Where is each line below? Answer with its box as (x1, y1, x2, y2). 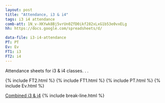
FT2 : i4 (5, 54, 22, 59)
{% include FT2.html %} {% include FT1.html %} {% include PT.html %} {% (5, 77, 161, 83)
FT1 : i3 (5, 49, 22, 54)
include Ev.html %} (5, 82, 44, 88)
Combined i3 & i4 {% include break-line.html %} (5, 92, 105, 98)
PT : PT (5, 40, 19, 45)
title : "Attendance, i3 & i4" (5, 12, 69, 17)
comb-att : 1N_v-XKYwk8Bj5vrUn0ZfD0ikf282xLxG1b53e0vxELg (5, 21, 127, 27)
